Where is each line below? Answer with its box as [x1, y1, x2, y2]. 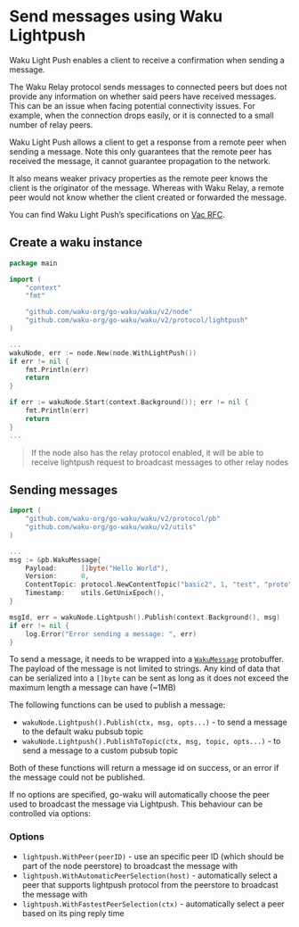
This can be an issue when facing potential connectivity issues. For [9, 100, 255, 111]
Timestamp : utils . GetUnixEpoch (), [25, 589, 166, 598]
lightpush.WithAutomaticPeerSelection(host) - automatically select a [21, 870, 278, 881]
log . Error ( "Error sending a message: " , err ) [25, 629, 198, 639]
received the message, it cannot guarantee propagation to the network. [9, 155, 271, 166]
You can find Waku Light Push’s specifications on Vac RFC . [9, 209, 225, 219]
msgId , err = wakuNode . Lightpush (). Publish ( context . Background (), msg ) [9, 613, 280, 622]
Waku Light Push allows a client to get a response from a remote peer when [9, 137, 287, 147]
